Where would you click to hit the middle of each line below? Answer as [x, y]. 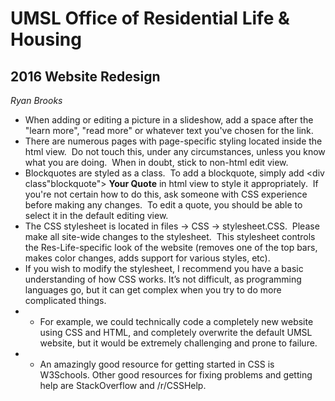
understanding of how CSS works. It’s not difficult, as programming [163, 279]
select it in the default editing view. [96, 215]
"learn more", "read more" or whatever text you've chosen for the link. [169, 130]
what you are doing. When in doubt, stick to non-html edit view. [156, 162]
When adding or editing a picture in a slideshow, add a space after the [169, 120]
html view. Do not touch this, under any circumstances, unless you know [175, 151]
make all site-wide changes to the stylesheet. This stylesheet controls [170, 236]
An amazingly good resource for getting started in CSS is [157, 364]
